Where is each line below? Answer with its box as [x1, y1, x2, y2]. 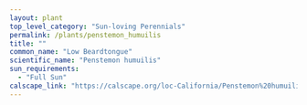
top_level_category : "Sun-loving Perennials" [9, 22, 185, 31]
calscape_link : [9, 81, 68, 90]
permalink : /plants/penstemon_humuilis [9, 30, 162, 39]
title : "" [9, 38, 48, 48]
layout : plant [9, 13, 64, 23]
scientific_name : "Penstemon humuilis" [9, 56, 162, 65]
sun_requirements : [9, 65, 79, 74]
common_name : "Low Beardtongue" [9, 47, 132, 57]
